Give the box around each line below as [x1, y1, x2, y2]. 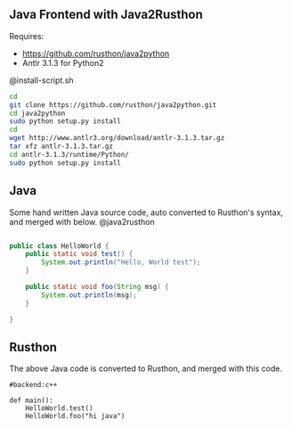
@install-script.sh [9, 75, 74, 86]
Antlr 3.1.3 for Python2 [21, 57, 104, 68]
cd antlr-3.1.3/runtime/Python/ [9, 150, 129, 159]
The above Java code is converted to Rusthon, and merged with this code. [9, 363, 283, 374]
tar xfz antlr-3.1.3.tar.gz [9, 142, 114, 151]
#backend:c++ [9, 381, 58, 390]
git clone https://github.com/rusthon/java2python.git [9, 100, 217, 110]
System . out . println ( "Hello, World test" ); [41, 258, 201, 267]
